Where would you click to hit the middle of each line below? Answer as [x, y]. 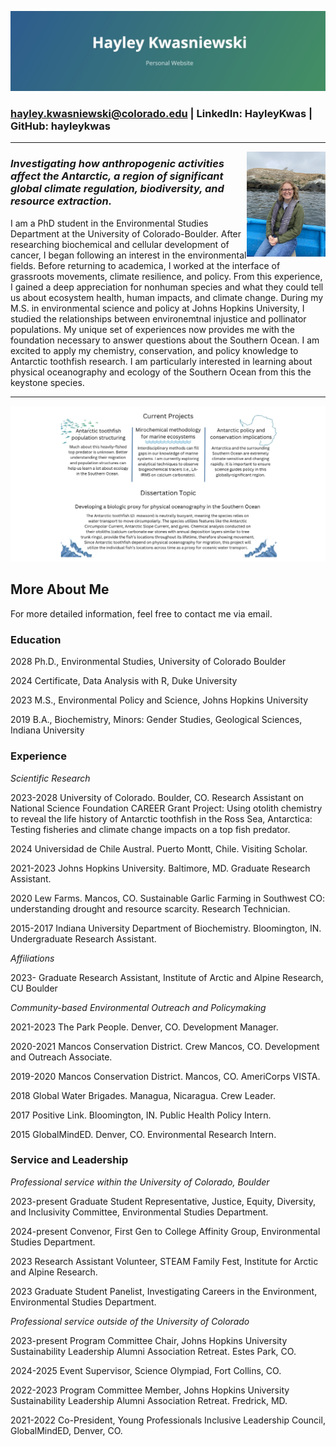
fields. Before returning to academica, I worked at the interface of [145, 265]
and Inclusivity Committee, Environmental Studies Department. [139, 1212]
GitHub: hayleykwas [60, 126]
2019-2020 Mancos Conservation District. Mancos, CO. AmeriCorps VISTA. [165, 1076]
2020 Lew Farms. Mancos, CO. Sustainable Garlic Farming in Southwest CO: [167, 898]
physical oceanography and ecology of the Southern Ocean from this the [161, 372]
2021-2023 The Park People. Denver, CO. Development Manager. [144, 1027]
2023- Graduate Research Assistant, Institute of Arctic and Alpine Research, [167, 977]
